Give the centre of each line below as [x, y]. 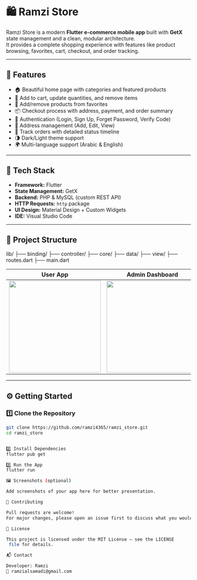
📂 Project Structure [42, 240]
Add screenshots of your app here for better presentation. [81, 491]
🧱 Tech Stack [30, 171]
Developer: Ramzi [27, 566]
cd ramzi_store [25, 433]
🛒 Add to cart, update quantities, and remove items [76, 97]
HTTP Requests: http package [52, 203]
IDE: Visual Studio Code [43, 216]
